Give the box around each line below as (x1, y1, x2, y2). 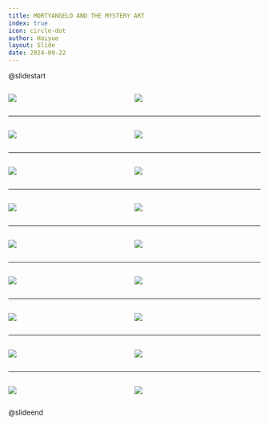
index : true (8, 19, 48, 27)
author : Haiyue (8, 34, 59, 42)
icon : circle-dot (8, 26, 66, 34)
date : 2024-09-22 (8, 49, 66, 57)
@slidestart (8, 71, 46, 80)
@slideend (8, 407, 44, 417)
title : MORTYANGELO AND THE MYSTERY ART (8, 11, 146, 20)
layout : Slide (8, 42, 56, 50)
